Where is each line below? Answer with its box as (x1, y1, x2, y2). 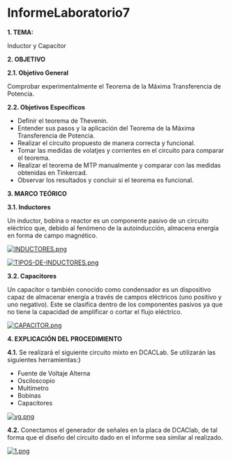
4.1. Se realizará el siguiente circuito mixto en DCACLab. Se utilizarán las (7, 348, 216, 357)
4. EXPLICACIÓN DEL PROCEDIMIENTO (7, 334, 122, 343)
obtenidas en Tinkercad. (17, 168, 88, 177)
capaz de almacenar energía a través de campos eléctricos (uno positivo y (7, 292, 222, 301)
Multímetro (17, 384, 49, 392)
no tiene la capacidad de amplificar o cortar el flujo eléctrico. (7, 307, 183, 315)
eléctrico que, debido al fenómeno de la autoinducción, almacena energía (7, 223, 219, 232)
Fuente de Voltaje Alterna (17, 368, 91, 378)
